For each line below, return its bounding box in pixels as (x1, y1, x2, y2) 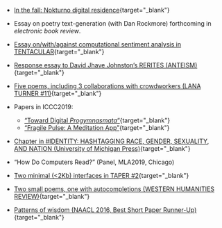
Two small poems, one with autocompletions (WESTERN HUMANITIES (13, 185, 215, 193)
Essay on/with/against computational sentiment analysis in (13, 40, 182, 48)
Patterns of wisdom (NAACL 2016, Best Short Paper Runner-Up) (13, 206, 197, 214)
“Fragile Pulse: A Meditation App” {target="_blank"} (24, 124, 170, 131)
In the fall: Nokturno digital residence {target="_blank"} (13, 6, 170, 14)
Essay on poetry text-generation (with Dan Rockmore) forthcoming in (13, 19, 212, 27)
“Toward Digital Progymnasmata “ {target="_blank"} (24, 116, 171, 124)
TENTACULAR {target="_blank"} (13, 48, 105, 56)
